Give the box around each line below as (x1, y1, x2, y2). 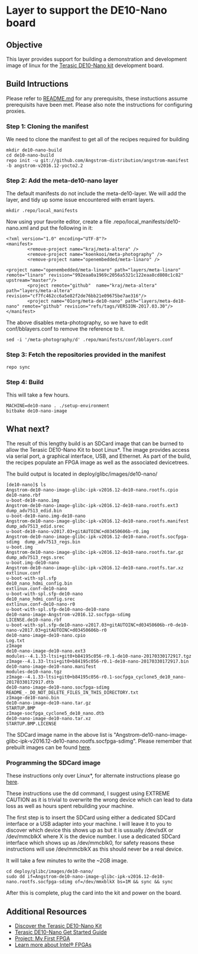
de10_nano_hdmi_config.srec (6, 596, 76, 602)
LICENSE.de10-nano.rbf (6, 617, 62, 623)
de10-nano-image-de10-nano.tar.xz (6, 715, 92, 721)
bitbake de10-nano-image (6, 408, 67, 414)
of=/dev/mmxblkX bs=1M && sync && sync (74, 879, 173, 885)
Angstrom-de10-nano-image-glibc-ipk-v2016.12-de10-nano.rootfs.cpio (6, 487, 178, 493)
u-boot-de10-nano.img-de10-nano (6, 513, 86, 519)
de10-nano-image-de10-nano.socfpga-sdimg (6, 684, 110, 690)
